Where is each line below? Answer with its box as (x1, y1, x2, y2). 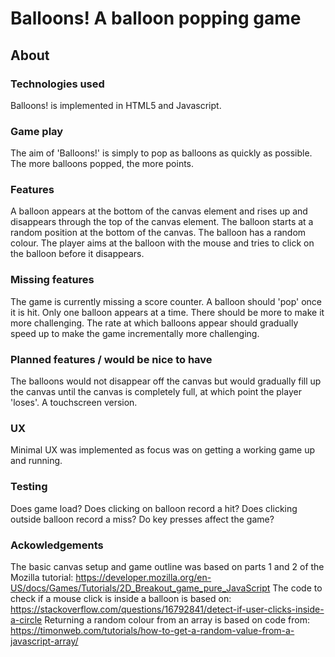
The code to (272, 582, 323, 594)
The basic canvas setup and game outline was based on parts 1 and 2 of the (10, 560, 325, 572)
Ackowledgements (10, 538, 104, 552)
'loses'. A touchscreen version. (10, 397, 138, 409)
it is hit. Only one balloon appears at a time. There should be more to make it (10, 306, 325, 318)
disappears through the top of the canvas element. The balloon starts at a (10, 216, 314, 228)
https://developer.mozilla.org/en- (75, 571, 212, 583)
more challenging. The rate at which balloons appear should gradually (10, 317, 299, 329)
